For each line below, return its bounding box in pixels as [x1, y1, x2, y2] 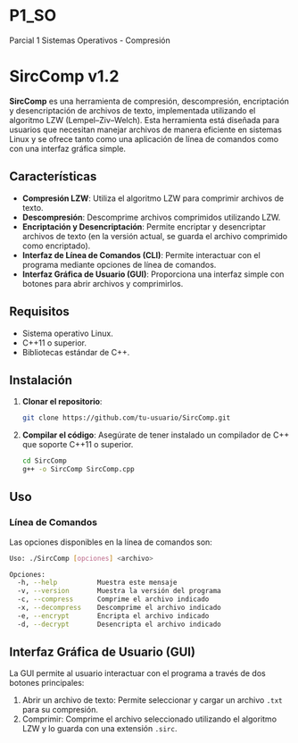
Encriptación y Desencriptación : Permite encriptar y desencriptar [21, 221, 266, 232]
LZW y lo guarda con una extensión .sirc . [21, 723, 178, 734]
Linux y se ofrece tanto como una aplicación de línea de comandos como [9, 133, 279, 144]
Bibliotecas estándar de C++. [21, 346, 130, 357]
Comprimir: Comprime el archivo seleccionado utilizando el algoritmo [21, 714, 277, 724]
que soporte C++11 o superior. [21, 439, 134, 450]
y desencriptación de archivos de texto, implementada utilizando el [9, 104, 256, 116]
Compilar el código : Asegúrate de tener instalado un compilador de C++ [21, 430, 290, 440]
